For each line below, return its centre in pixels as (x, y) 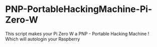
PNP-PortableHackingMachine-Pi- (79, 9)
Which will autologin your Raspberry (43, 39)
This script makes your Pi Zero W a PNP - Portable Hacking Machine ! (77, 33)
